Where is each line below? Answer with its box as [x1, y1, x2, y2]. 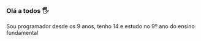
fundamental [6, 29, 39, 37]
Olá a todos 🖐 [6, 6, 49, 15]
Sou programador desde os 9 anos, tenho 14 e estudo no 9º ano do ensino [6, 23, 195, 30]
